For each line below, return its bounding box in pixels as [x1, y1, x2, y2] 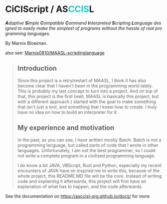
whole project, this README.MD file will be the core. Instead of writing [17, 173, 162, 179]
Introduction [17, 64, 57, 73]
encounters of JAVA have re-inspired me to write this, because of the [17, 168, 160, 174]
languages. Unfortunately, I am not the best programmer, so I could [17, 147, 156, 153]
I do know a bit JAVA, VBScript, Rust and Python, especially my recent [17, 162, 162, 168]
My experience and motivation [17, 123, 115, 132]
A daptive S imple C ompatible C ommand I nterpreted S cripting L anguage [5, 20, 153, 26]
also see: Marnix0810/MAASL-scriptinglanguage [5, 50, 105, 56]
